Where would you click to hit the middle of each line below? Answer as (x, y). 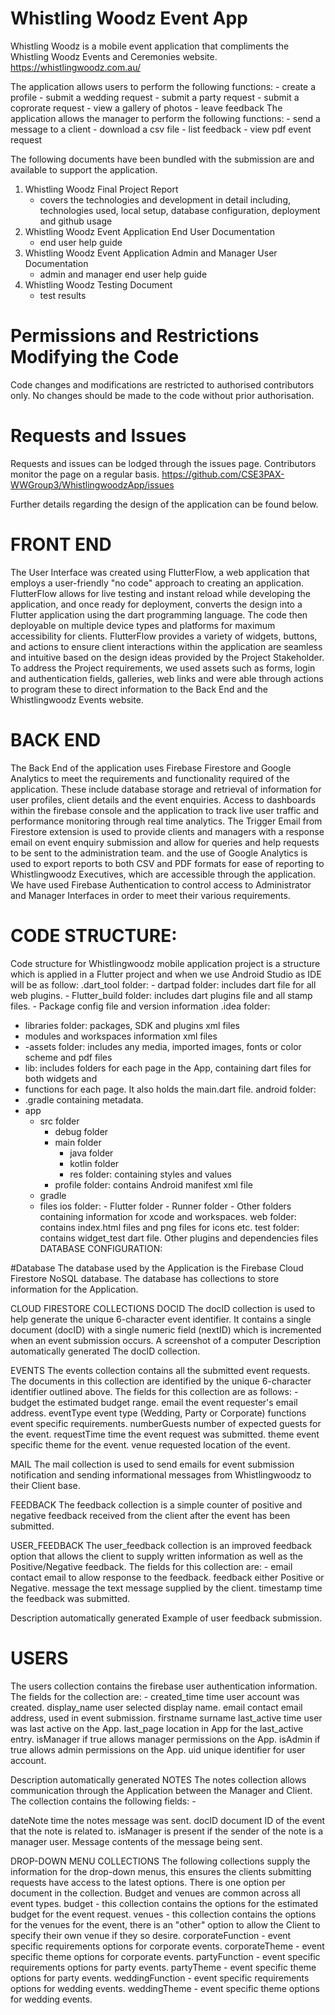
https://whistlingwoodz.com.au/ (75, 67)
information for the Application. (74, 1289)
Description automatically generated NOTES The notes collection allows (158, 1779)
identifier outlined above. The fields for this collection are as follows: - (154, 1391)
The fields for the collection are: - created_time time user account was (155, 1696)
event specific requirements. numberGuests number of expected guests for (166, 1423)
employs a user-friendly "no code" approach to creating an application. (157, 583)
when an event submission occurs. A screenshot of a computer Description (166, 1340)
